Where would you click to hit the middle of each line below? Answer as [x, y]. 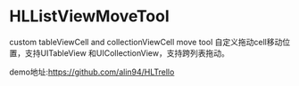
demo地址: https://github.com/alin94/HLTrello [92, 72]
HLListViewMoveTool [89, 16]
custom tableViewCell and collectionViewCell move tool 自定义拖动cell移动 [146, 42]
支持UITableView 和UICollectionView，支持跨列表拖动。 [127, 53]
